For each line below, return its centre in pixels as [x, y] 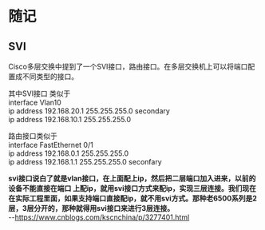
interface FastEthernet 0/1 [51, 145]
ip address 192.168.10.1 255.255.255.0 [70, 119]
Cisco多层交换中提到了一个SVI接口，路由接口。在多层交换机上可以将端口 [128, 66]
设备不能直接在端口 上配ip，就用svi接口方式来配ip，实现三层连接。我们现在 [132, 188]
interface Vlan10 [35, 102]
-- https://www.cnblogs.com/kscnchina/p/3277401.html [99, 217]
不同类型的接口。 [50, 76]
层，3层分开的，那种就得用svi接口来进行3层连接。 [91, 208]
